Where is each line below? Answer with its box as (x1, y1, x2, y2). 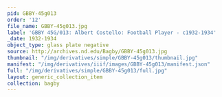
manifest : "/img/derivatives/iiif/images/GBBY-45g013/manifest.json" (7, 61, 211, 68)
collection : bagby (7, 80, 60, 87)
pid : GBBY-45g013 (7, 10, 57, 17)
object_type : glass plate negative (7, 42, 109, 48)
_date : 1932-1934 (7, 36, 57, 42)
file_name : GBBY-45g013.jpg (7, 23, 88, 29)
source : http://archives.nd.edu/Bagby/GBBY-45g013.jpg (7, 48, 168, 55)
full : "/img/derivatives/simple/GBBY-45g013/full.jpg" (7, 67, 168, 74)
